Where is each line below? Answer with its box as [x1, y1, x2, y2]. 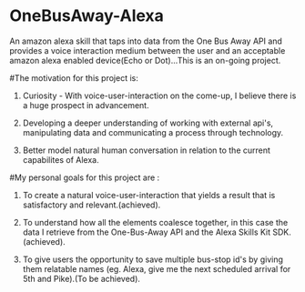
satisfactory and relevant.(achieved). [22, 199, 161, 210]
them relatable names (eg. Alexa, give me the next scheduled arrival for [22, 263, 291, 274]
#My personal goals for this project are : [9, 172, 160, 183]
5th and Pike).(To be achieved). [22, 273, 141, 284]
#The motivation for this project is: [9, 72, 138, 83]
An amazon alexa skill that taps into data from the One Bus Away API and [9, 35, 282, 46]
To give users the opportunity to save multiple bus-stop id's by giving [22, 254, 284, 265]
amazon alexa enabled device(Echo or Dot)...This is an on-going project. [9, 55, 281, 65]
